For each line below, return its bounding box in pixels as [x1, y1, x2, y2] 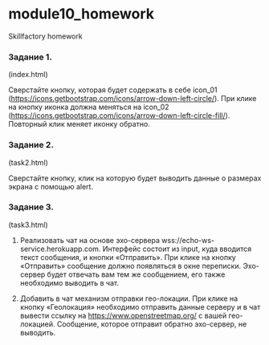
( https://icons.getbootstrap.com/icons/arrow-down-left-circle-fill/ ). [8, 111, 230, 120]
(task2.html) [8, 157, 48, 167]
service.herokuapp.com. [19, 244, 101, 254]
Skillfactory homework [8, 31, 83, 41]
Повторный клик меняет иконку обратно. [8, 120, 150, 129]
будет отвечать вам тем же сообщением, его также [47, 270, 226, 279]
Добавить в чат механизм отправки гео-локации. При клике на [19, 294, 238, 303]
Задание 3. [8, 201, 55, 213]
